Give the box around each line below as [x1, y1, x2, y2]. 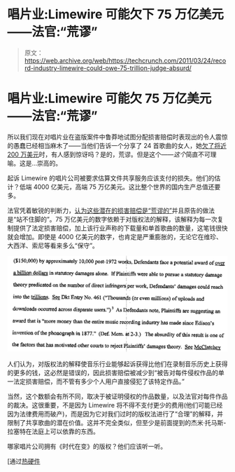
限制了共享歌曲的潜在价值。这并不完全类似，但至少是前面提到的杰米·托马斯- [7, 419, 227, 427]
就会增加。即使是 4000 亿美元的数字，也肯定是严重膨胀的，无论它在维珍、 [7, 232, 222, 241]
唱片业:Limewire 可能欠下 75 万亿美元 [7, 6, 224, 22]
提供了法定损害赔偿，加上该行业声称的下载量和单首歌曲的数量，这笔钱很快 [13, 224, 228, 232]
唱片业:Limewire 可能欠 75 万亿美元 [7, 90, 212, 107]
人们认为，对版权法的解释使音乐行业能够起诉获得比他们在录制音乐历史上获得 [7, 360, 228, 368]
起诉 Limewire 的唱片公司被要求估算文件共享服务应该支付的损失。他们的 [7, 173, 215, 182]
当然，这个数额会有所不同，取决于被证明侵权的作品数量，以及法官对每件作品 [7, 392, 228, 400]
